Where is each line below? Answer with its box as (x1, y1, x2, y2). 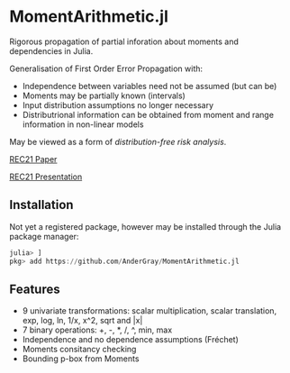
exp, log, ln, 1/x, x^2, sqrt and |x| (22, 315, 143, 326)
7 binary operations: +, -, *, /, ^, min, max (22, 324, 173, 335)
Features (9, 281, 60, 296)
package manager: (9, 231, 79, 241)
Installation (9, 197, 74, 213)
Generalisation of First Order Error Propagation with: (9, 63, 204, 74)
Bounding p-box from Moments (22, 353, 140, 364)
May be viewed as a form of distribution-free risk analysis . (9, 136, 227, 147)
